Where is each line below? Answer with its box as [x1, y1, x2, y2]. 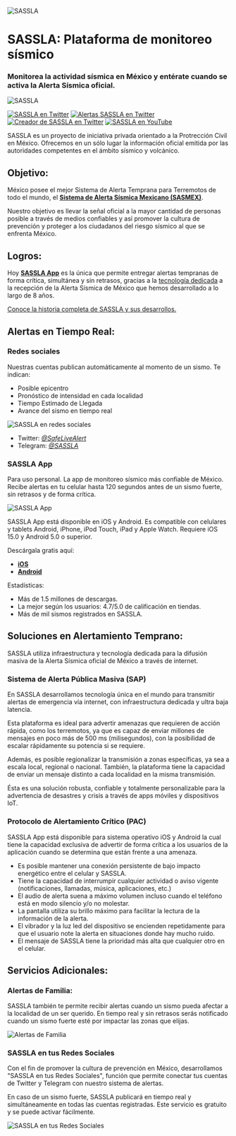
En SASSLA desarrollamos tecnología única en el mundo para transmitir [7, 690, 215, 699]
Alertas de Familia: [7, 985, 73, 995]
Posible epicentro [17, 384, 69, 392]
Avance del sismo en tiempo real [17, 406, 113, 415]
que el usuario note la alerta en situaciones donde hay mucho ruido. [17, 929, 216, 937]
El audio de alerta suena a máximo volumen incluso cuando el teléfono [17, 891, 223, 900]
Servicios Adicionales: [7, 964, 108, 976]
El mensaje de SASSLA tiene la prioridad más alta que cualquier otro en [17, 937, 225, 945]
